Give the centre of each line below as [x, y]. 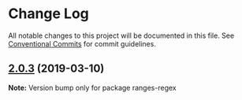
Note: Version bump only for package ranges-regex [92, 87]
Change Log [48, 14]
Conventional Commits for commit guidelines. [82, 43]
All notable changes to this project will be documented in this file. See [121, 35]
